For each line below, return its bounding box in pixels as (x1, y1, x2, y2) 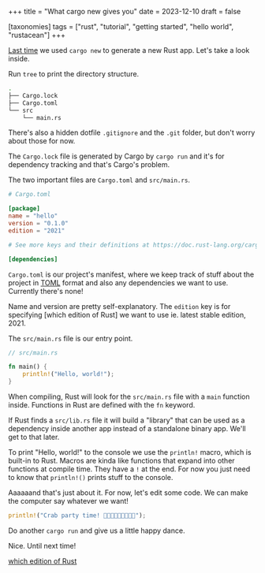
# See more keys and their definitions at (8, 240, 150, 249)
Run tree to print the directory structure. (8, 69, 140, 78)
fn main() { (8, 363, 47, 371)
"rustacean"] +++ (8, 31, 65, 39)
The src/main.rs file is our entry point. (8, 333, 133, 343)
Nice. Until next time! (8, 541, 77, 550)
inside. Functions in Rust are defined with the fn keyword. (8, 400, 196, 409)
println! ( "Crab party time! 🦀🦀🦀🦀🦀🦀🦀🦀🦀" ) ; (8, 512, 147, 519)
